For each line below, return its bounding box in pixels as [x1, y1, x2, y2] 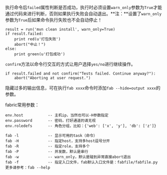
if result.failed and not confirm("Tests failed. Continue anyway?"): [5, 71, 156, 76]
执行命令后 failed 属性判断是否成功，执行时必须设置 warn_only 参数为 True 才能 [5, 5, 162, 10]
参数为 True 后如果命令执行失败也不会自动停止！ [5, 17, 102, 23]
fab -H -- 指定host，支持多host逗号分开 [5, 138, 110, 143]
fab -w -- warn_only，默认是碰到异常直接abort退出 [5, 154, 131, 159]
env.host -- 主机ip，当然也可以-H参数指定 [5, 113, 109, 118]
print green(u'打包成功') [14, 52, 65, 57]
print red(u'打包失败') [14, 37, 61, 42]
